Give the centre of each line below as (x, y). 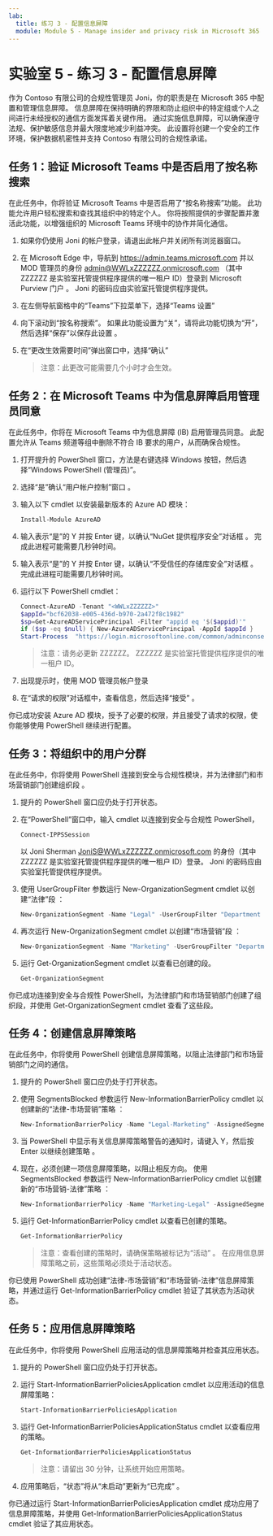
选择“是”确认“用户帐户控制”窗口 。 (78, 487)
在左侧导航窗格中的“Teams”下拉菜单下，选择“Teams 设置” (117, 306)
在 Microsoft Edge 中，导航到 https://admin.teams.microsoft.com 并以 (137, 258)
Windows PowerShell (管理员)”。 (85, 469)
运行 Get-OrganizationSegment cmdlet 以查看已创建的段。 (118, 963)
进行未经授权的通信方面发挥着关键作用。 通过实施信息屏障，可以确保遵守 (137, 118)
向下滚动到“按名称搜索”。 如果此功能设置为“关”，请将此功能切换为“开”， (141, 323)
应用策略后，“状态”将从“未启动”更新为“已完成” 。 (102, 1486)
